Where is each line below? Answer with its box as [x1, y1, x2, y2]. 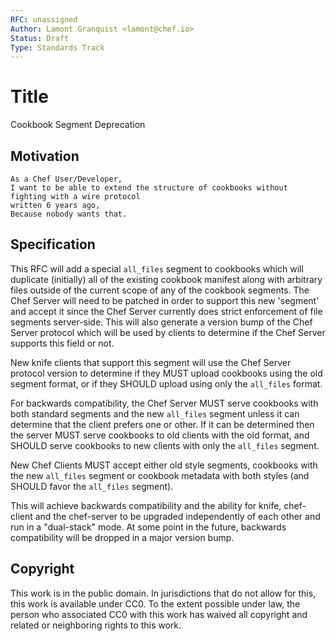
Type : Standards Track [10, 42, 105, 53]
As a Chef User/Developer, [10, 174, 123, 184]
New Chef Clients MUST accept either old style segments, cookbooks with [10, 459, 318, 471]
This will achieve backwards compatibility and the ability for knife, [10, 499, 282, 511]
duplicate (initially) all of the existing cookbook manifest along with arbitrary [10, 273, 323, 285]
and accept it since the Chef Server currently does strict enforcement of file [10, 305, 323, 317]
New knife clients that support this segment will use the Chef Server [10, 356, 292, 368]
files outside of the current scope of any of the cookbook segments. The [10, 284, 310, 296]
